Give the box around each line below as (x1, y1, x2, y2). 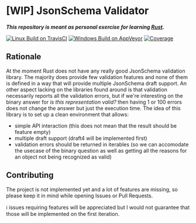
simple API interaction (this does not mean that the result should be (14, 122, 177, 129)
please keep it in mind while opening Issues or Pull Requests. (6, 192, 153, 199)
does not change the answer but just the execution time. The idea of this (6, 104, 181, 112)
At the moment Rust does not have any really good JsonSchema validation (6, 67, 185, 74)
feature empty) (14, 128, 51, 135)
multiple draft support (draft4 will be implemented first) (14, 135, 147, 142)
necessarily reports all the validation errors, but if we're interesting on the (6, 92, 183, 99)
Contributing (6, 170, 54, 180)
